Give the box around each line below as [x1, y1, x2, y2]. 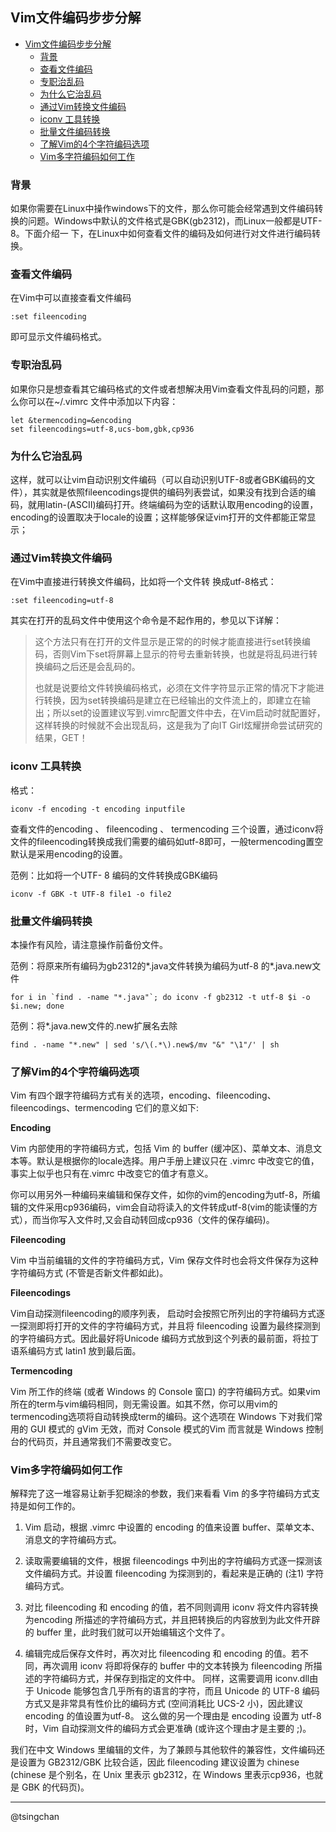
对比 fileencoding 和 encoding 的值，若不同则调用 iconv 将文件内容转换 [24, 1601, 319, 1613]
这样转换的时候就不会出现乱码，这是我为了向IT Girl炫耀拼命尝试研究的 [34, 719, 323, 732]
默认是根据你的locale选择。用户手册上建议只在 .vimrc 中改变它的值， [36, 1155, 320, 1167]
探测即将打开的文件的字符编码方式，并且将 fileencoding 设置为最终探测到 [18, 1320, 321, 1332]
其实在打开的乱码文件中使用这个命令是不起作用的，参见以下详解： [10, 614, 282, 627]
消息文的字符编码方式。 [24, 1534, 122, 1546]
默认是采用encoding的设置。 [10, 848, 128, 860]
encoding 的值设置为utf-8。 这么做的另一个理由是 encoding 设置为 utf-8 [24, 1710, 322, 1722]
